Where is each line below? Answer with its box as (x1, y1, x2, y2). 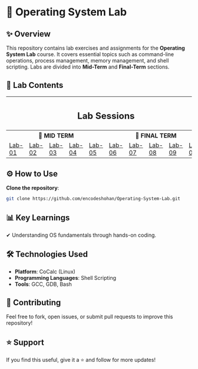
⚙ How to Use (6, 168, 58, 179)
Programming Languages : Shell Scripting (14, 274, 117, 281)
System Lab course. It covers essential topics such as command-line (6, 51, 174, 58)
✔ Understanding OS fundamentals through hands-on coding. (6, 231, 157, 239)
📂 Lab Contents (6, 80, 64, 90)
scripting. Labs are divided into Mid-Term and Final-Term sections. (6, 63, 170, 70)
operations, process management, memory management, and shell (6, 57, 169, 64)
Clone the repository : (6, 184, 60, 191)
